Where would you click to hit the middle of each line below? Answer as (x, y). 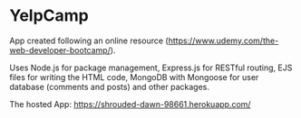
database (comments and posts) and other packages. (110, 86)
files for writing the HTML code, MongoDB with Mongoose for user (134, 77)
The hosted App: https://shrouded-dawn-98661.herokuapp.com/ (130, 104)
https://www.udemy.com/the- (223, 41)
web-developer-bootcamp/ (60, 50)
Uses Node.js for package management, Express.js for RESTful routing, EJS (151, 68)
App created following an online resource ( (89, 41)
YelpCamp (49, 16)
